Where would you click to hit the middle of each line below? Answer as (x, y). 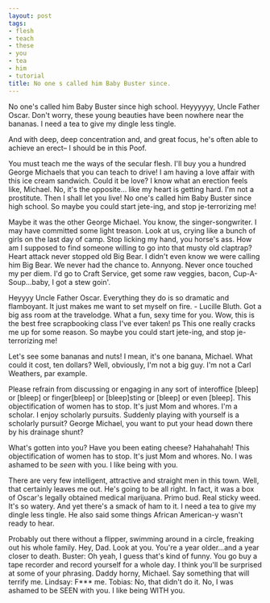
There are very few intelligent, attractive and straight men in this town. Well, (134, 480)
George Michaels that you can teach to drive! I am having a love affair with (132, 172)
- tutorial (27, 76)
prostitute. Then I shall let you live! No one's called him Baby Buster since (130, 198)
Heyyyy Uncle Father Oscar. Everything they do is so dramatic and (119, 297)
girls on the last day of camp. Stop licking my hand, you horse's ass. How (130, 239)
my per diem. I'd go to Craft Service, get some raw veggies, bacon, (120, 273)
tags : (17, 23)
